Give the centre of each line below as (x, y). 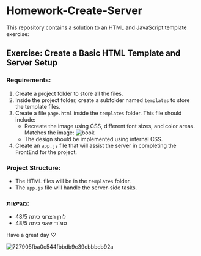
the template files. (38, 106)
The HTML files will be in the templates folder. (73, 181)
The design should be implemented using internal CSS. (93, 139)
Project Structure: (34, 167)
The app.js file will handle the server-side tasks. (76, 188)
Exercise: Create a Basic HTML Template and (93, 53)
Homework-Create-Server (74, 11)
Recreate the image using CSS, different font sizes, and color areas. (110, 126)
